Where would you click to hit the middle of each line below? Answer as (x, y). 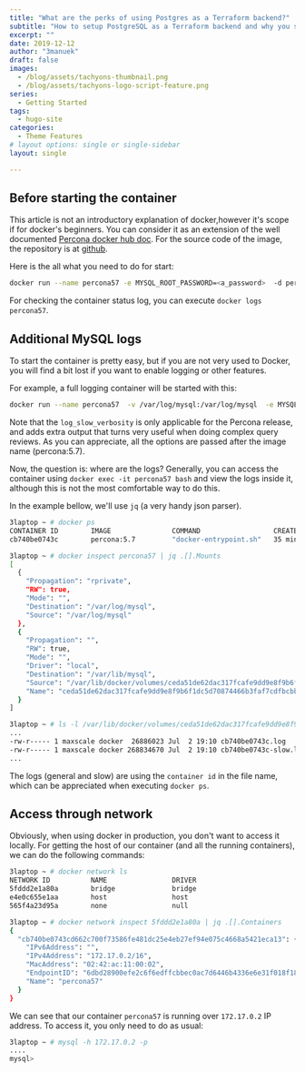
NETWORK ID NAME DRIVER (103, 880)
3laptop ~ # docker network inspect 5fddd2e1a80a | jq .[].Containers (146, 922)
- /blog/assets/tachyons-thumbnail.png (93, 77)
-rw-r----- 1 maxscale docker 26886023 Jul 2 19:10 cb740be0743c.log (148, 742)
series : (24, 94)
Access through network (81, 814)
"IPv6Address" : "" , (63, 947)
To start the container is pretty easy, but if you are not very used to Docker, (150, 361)
